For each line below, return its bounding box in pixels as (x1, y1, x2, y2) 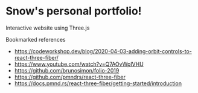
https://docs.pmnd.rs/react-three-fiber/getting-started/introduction (14, 80, 182, 87)
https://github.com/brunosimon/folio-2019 (14, 66, 120, 74)
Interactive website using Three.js (5, 24, 90, 31)
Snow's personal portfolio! (5, 4, 142, 18)
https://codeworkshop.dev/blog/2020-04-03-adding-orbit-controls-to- (14, 47, 193, 55)
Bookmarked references (5, 36, 66, 43)
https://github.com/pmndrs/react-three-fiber (14, 73, 126, 80)
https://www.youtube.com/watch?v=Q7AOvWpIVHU (14, 60, 144, 68)
